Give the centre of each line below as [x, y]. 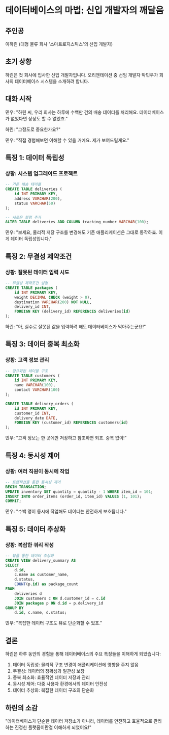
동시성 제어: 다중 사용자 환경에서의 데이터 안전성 [60, 684]
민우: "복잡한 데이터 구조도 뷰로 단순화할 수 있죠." [54, 623]
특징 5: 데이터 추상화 [36, 529]
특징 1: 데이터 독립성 [35, 158]
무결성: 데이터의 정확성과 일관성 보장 [48, 671]
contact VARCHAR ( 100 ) [37, 390]
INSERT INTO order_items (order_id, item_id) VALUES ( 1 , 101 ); [74, 496]
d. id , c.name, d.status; [41, 613]
